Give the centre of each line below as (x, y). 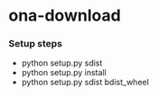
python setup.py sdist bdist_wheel (85, 83)
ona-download (65, 16)
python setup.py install (64, 73)
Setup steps (36, 44)
